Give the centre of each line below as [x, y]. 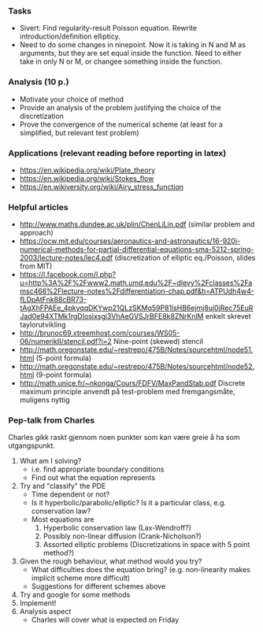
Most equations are [63, 519]
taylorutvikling [43, 325]
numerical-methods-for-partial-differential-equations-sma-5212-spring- [137, 249]
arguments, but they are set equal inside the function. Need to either [130, 54]
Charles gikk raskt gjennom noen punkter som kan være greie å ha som [124, 438]
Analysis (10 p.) [39, 82]
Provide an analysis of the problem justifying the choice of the [120, 107]
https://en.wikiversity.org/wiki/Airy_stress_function [101, 187]
